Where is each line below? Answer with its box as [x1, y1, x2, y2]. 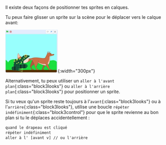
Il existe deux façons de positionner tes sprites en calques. [5, 5, 129, 10]
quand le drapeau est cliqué [5, 125, 67, 130]
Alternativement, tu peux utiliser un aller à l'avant [5, 78, 115, 83]
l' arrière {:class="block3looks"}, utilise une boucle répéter [5, 104, 129, 110]
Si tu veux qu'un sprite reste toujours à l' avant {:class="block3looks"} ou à [5, 99, 161, 104]
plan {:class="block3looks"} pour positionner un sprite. [5, 89, 121, 95]
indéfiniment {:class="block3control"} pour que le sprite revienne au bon [5, 109, 159, 115]
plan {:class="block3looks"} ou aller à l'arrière [5, 83, 110, 89]
